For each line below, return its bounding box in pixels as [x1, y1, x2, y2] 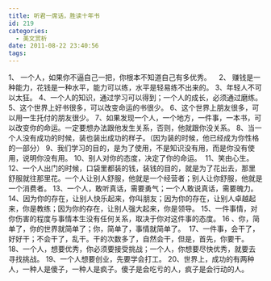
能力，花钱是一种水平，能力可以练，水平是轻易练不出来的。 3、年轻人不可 [15, 82, 262, 92]
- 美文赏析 [15, 34, 48, 43]
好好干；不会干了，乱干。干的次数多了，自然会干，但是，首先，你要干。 [8, 234, 248, 243]
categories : [8, 27, 48, 35]
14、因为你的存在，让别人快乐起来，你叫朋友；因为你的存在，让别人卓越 [8, 194, 249, 203]
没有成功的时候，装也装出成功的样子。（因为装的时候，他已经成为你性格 [22, 133, 260, 142]
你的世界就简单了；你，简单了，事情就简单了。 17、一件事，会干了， [29, 224, 260, 233]
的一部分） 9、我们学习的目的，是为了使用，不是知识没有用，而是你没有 [8, 143, 248, 153]
